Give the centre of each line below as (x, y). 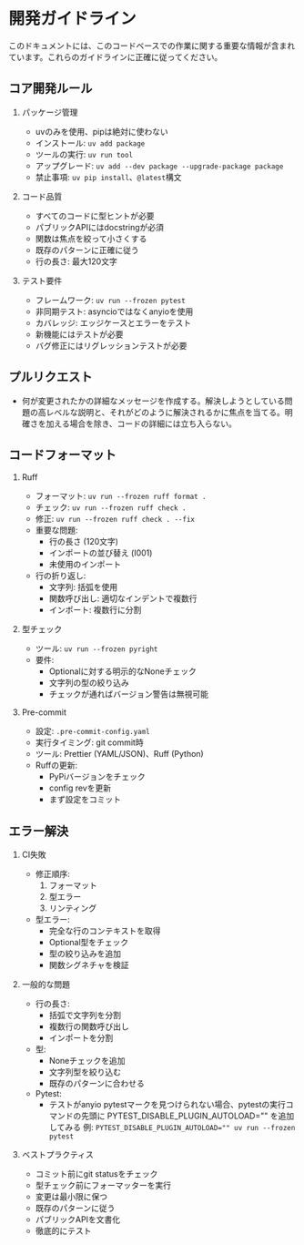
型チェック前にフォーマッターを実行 (103, 1186)
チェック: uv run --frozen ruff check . (111, 507)
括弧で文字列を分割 (85, 1015)
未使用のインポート (85, 565)
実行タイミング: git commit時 (89, 742)
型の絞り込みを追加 (85, 954)
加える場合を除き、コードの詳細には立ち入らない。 (142, 424)
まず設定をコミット (85, 800)
